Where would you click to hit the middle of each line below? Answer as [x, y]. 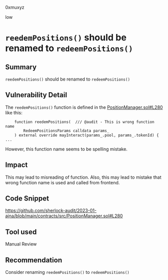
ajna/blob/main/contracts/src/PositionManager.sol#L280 [64, 216]
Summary [21, 67]
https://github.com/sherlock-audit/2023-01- [51, 211]
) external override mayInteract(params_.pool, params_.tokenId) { [87, 135]
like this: [14, 112]
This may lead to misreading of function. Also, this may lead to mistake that [83, 177]
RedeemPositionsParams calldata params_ [66, 131]
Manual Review [21, 244]
